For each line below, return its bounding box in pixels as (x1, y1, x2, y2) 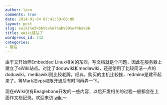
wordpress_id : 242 (5, 35, 43, 40)
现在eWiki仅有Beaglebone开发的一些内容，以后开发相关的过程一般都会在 (5, 88, 155, 94)
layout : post (5, 21, 32, 26)
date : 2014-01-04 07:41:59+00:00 (5, 16, 75, 21)
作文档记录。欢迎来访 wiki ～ (9, 94, 67, 100)
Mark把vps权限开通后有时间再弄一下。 (22, 77, 102, 83)
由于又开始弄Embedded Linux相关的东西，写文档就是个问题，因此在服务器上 (5, 58, 162, 65)
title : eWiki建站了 (5, 30, 43, 35)
